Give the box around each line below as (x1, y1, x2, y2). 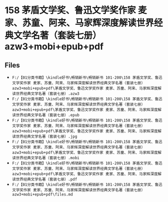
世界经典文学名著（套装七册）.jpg (16, 134, 77, 139)
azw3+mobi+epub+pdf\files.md (12, 192, 73, 197)
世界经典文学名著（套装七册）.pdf (16, 177, 77, 182)
